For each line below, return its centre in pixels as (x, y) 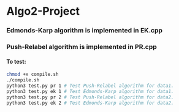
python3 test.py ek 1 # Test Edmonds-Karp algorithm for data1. (90, 91)
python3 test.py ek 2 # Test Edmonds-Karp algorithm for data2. (90, 103)
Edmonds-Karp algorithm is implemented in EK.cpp (85, 31)
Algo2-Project (43, 11)
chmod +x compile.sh (33, 75)
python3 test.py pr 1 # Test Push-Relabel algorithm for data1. (90, 86)
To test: (16, 61)
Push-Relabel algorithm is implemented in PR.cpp (82, 47)
